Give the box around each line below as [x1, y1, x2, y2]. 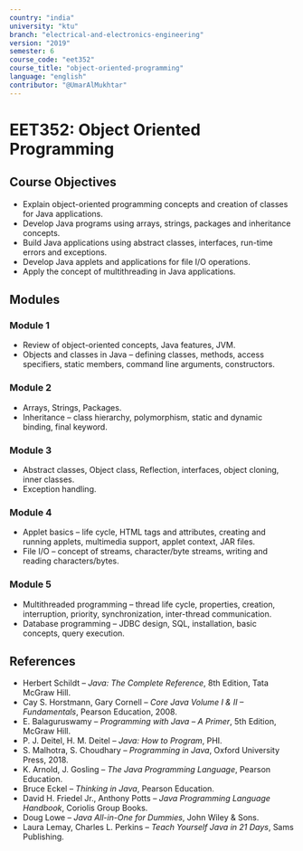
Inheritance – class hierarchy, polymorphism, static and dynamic [22, 411, 263, 422]
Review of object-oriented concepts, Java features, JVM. [22, 340, 236, 351]
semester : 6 [9, 47, 54, 56]
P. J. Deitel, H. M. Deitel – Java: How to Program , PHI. [22, 735, 223, 746]
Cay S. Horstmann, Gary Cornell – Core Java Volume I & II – [22, 697, 244, 708]
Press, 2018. [22, 754, 70, 765]
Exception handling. [22, 483, 97, 494]
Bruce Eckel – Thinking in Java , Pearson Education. [22, 783, 215, 794]
